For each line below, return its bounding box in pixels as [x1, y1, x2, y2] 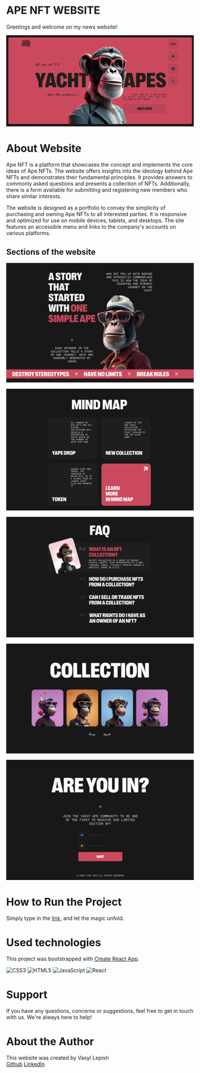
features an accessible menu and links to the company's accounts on [6, 223, 176, 230]
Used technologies [6, 935, 101, 949]
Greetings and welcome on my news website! [6, 23, 118, 30]
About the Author [6, 1034, 94, 1048]
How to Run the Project [6, 895, 122, 909]
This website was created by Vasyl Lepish [6, 1055, 109, 1062]
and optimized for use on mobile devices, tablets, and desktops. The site [6, 217, 185, 224]
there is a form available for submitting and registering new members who [6, 186, 187, 194]
